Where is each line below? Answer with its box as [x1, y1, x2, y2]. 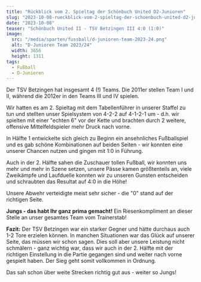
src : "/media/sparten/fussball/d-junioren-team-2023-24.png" [11, 36, 167, 42]
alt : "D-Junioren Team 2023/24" [11, 42, 93, 48]
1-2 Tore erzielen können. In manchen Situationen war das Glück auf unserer [6, 232, 195, 239]
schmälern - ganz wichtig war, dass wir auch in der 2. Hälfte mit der [6, 244, 173, 252]
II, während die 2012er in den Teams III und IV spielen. [6, 93, 139, 100]
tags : [6, 59, 20, 65]
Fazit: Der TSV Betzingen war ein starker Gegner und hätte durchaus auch [6, 225, 190, 233]
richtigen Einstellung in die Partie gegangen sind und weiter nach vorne [6, 251, 182, 258]
